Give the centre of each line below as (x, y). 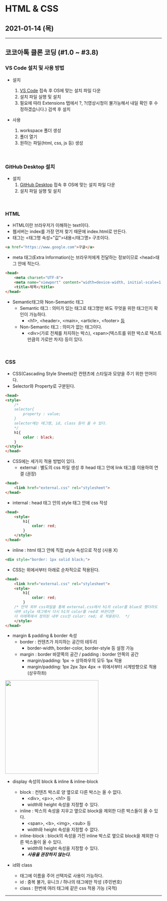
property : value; (42, 414)
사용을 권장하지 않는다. (49, 855)
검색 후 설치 (59, 109)
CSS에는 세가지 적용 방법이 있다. (44, 461)
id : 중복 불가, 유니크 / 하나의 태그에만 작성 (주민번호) (71, 882)
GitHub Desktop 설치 (30, 167)
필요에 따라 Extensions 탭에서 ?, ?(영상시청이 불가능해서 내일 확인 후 (86, 103)
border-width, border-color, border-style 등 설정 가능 (81, 648)
